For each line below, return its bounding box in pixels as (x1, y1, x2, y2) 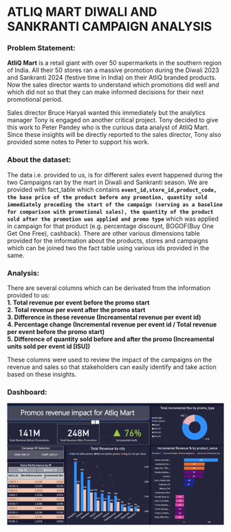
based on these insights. (7, 370, 77, 379)
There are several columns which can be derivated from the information (7, 284, 211, 292)
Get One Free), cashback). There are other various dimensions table (7, 229, 201, 237)
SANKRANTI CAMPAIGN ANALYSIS (7, 19, 212, 34)
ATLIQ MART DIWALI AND (7, 4, 157, 20)
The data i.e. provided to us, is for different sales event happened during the (7, 170, 223, 179)
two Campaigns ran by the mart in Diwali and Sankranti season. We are (7, 178, 208, 186)
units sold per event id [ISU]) (7, 342, 91, 351)
